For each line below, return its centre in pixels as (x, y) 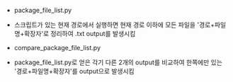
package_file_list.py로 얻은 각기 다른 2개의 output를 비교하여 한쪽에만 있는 (118, 62)
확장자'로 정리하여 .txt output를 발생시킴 (80, 34)
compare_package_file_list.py (57, 48)
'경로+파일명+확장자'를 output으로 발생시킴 (74, 71)
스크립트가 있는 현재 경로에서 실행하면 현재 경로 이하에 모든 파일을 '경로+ (114, 25)
